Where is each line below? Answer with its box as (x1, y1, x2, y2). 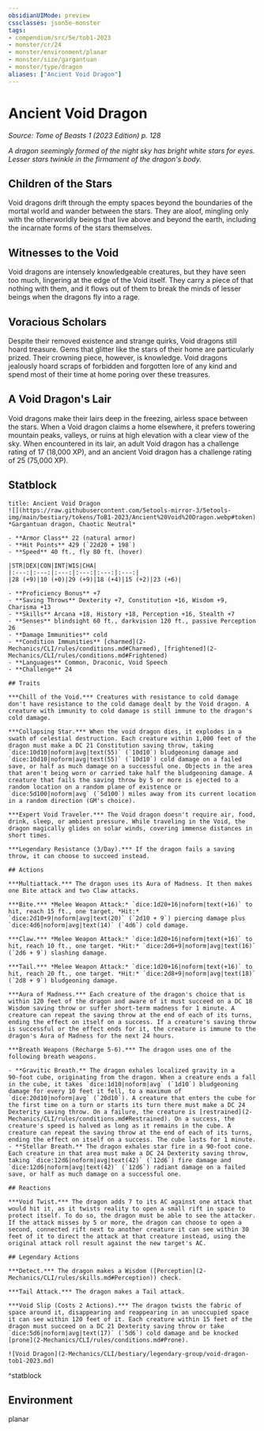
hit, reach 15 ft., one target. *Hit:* (8, 907, 140, 915)
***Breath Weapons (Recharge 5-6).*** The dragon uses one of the (8, 1045, 232, 1053)
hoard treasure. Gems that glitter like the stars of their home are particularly (8, 345, 255, 354)
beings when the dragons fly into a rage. (8, 292, 141, 302)
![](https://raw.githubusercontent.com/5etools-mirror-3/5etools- (8, 506, 232, 514)
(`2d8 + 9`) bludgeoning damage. (8, 977, 119, 985)
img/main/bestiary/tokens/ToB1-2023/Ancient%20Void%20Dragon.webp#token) (8, 513, 257, 522)
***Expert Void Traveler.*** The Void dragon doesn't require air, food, (8, 811, 257, 819)
